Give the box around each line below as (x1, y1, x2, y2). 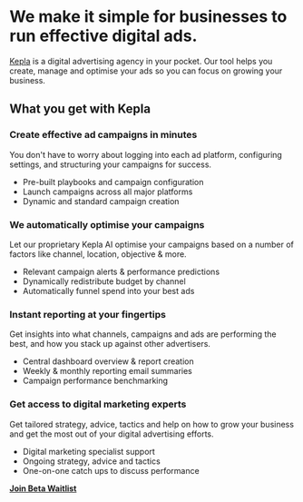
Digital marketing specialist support (22, 446, 156, 457)
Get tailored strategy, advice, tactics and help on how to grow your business (9, 418, 295, 429)
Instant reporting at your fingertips (9, 308, 166, 320)
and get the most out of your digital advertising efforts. (9, 428, 215, 439)
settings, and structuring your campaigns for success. (9, 159, 211, 170)
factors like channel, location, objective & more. (9, 248, 188, 260)
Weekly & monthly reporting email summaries (22, 366, 192, 377)
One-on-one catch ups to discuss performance (22, 465, 200, 476)
